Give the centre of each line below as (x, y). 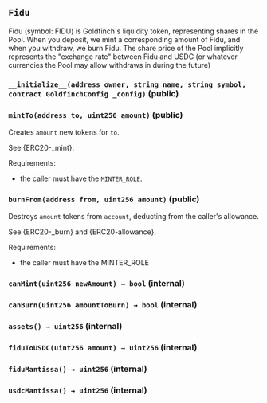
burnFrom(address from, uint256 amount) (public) (104, 199)
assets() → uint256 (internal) (65, 327)
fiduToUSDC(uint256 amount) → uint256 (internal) (103, 348)
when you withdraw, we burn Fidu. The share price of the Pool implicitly (126, 48)
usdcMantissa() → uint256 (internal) (78, 390)
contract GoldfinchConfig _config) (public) (94, 93)
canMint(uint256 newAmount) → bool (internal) (96, 284)
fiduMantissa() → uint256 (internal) (78, 369)
